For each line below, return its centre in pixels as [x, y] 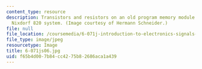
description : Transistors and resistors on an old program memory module [101, 17]
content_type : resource [36, 12]
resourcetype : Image [32, 46]
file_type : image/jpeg [35, 40]
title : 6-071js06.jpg [33, 51]
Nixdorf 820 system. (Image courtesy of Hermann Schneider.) [90, 23]
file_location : [25, 34]
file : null [20, 28]
